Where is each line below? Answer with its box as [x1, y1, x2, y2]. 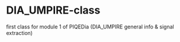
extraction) [6, 29, 33, 36]
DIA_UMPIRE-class [6, 4, 101, 17]
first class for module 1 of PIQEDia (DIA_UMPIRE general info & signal [6, 23, 175, 30]
